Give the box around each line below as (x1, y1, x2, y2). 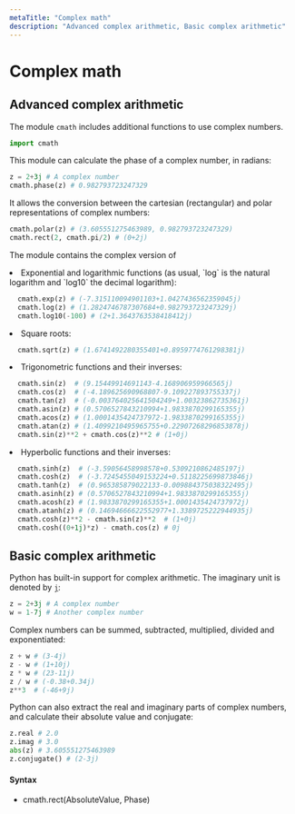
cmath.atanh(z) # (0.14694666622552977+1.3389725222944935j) (17, 506, 254, 515)
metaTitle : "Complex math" (9, 13, 112, 23)
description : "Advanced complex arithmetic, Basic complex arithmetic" (9, 22, 286, 31)
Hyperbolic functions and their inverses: (21, 446, 171, 457)
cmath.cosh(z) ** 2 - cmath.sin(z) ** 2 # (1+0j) (17, 514, 197, 523)
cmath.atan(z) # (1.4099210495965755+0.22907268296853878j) (17, 422, 250, 431)
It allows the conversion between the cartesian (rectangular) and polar (9, 197, 272, 209)
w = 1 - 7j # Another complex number (9, 608, 144, 618)
